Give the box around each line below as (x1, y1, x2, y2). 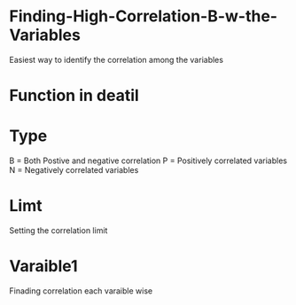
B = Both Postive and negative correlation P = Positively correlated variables (9, 155, 288, 166)
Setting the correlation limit (9, 225, 108, 236)
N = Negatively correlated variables (9, 165, 139, 176)
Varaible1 (9, 256, 78, 277)
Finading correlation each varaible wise (9, 285, 153, 296)
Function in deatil (9, 86, 139, 106)
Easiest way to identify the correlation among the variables (9, 54, 224, 65)
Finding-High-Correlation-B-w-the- (9, 6, 277, 27)
